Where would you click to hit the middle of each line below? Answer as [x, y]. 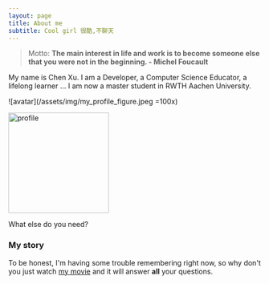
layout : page [30, 16]
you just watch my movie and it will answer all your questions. [111, 271]
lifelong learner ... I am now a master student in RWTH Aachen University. [130, 86]
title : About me [35, 23]
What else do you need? [48, 225]
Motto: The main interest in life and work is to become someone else [144, 54]
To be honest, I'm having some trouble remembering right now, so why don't [134, 262]
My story [26, 245]
